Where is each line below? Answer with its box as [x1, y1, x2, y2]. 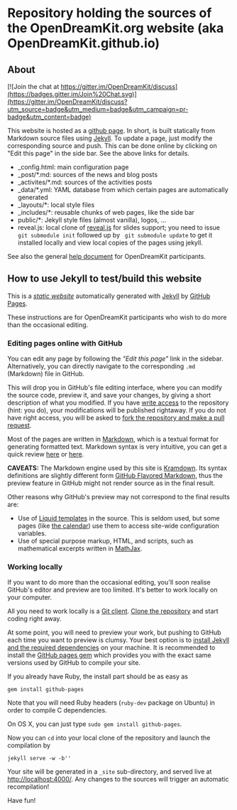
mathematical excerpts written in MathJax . [17, 544, 143, 553]
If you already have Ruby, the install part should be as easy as [7, 672, 188, 681]
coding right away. [7, 614, 62, 623]
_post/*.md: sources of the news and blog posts [17, 171, 158, 178]
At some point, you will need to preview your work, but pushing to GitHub [7, 628, 221, 637]
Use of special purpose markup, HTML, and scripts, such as [17, 537, 194, 545]
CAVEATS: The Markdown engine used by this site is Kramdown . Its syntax [7, 464, 228, 472]
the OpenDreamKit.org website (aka [7, 20, 224, 36]
